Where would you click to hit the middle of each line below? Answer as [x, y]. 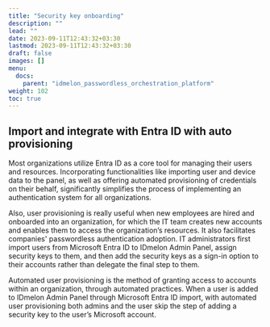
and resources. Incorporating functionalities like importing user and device [132, 172]
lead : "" [23, 31]
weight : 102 [28, 91]
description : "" [35, 23]
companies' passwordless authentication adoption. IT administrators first [130, 239]
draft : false [30, 53]
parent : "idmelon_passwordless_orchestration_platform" [119, 83]
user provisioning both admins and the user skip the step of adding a [123, 306]
